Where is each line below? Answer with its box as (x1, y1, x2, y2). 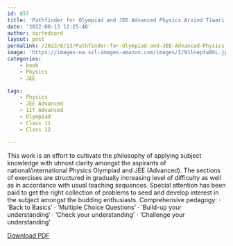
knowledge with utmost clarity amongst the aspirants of (7, 158, 166, 167)
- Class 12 (19, 126, 51, 133)
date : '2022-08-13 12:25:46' (7, 23, 92, 30)
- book (19, 62, 39, 69)
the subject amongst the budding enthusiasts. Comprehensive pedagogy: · (7, 195, 221, 204)
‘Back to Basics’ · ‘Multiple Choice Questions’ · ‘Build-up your (7, 203, 182, 211)
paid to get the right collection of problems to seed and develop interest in (7, 188, 219, 197)
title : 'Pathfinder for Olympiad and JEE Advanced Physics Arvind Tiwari (7, 17, 225, 24)
